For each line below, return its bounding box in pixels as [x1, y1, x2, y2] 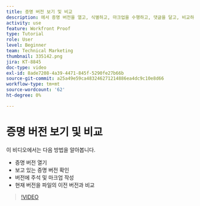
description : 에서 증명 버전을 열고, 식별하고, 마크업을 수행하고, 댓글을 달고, [6, 14, 180, 20]
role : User [6, 37, 33, 43]
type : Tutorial [6, 31, 44, 37]
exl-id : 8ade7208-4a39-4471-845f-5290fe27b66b [6, 70, 124, 76]
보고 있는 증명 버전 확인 [14, 166, 70, 174]
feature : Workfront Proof [6, 25, 70, 32]
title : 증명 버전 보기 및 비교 [6, 8, 73, 15]
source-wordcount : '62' [6, 87, 66, 93]
